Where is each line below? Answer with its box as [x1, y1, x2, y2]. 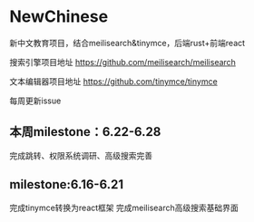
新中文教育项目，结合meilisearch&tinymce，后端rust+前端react [9, 37, 246, 48]
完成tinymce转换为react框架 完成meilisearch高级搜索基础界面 [9, 202, 239, 213]
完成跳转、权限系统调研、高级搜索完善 [9, 150, 152, 160]
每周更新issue [9, 95, 62, 106]
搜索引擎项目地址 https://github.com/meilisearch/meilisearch [9, 56, 236, 67]
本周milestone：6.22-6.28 [9, 124, 161, 140]
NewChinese [9, 6, 109, 27]
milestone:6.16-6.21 [9, 177, 124, 192]
